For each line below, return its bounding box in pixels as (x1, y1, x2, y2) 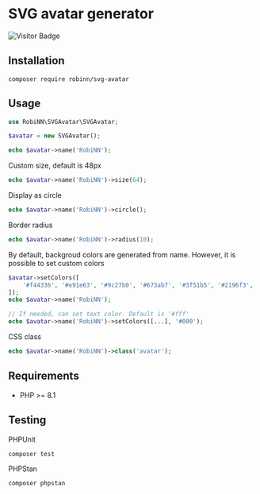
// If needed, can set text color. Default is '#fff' (8, 311, 190, 318)
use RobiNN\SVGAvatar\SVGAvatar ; (8, 118, 119, 125)
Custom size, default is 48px (8, 160, 101, 171)
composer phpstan (8, 479, 66, 487)
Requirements (8, 369, 79, 383)
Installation (8, 54, 65, 68)
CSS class (8, 332, 42, 342)
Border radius (8, 220, 53, 230)
